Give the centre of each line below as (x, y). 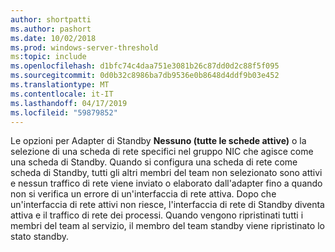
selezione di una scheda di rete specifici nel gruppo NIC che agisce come (162, 152)
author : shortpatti (51, 19)
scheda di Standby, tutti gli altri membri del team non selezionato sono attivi (166, 173)
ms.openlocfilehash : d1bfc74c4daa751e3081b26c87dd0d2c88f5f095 (145, 66)
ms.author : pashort (51, 29)
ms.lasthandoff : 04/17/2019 (69, 103)
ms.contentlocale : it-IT (62, 94)
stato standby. (40, 237)
